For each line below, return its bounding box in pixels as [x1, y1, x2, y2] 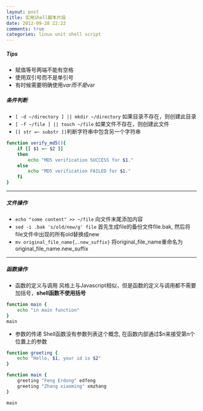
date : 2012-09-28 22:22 [6, 20, 66, 26]
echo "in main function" [17, 307, 80, 313]
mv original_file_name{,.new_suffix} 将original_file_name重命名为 [14, 238, 183, 246]
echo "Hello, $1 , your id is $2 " [17, 355, 101, 361]
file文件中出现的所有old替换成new [14, 231, 100, 238]
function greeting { [6, 350, 59, 356]
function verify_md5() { [6, 140, 66, 146]
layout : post [6, 8, 39, 15]
